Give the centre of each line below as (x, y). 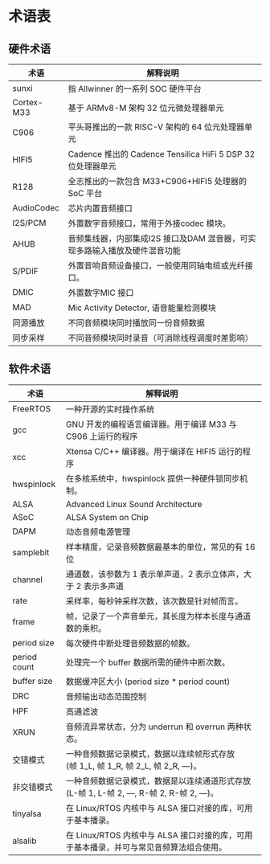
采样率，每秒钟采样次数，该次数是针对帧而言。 (154, 601)
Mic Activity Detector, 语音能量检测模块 (142, 308)
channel (27, 579)
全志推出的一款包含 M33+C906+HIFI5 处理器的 (157, 181)
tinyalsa (27, 813)
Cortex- (28, 102)
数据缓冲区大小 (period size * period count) (148, 682)
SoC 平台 (85, 193)
